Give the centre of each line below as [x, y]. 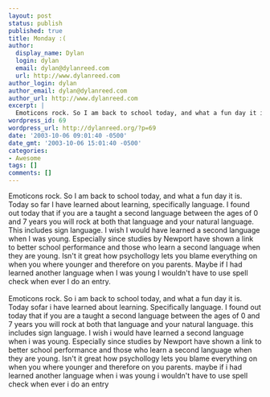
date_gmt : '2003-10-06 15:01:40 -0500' [75, 143]
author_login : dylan [43, 83]
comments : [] [30, 173]
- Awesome [25, 158]
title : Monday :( [37, 38]
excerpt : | [27, 105]
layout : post [30, 16]
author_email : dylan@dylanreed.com [68, 91]
